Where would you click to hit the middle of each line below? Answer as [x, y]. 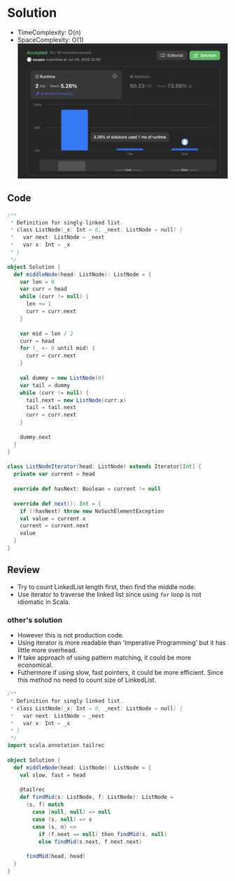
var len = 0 [37, 282]
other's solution [35, 620]
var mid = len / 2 [47, 334]
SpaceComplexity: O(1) [50, 39]
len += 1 [38, 304]
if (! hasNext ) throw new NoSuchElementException [92, 511]
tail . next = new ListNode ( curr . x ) [76, 400]
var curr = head [44, 289]
